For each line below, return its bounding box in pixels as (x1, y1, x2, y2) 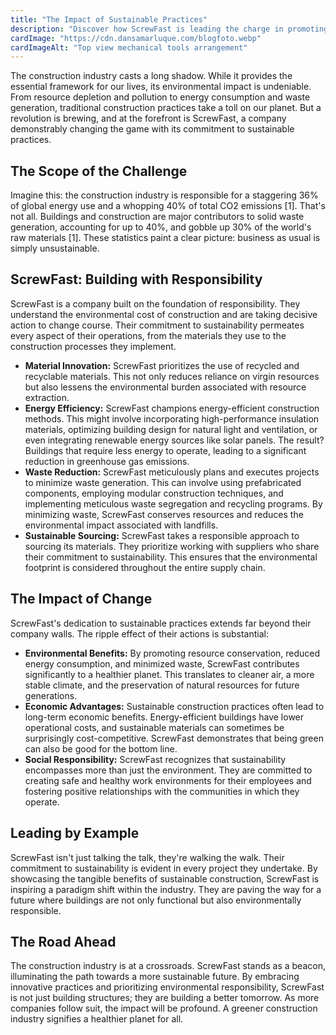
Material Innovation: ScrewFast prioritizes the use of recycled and (24, 359, 300, 371)
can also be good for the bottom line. (24, 742, 178, 755)
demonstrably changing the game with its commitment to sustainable (10, 123, 295, 135)
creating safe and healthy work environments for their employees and (24, 774, 312, 786)
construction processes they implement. (10, 340, 177, 352)
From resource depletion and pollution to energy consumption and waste (10, 91, 311, 103)
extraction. (24, 391, 70, 403)
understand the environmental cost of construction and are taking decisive (10, 308, 318, 320)
